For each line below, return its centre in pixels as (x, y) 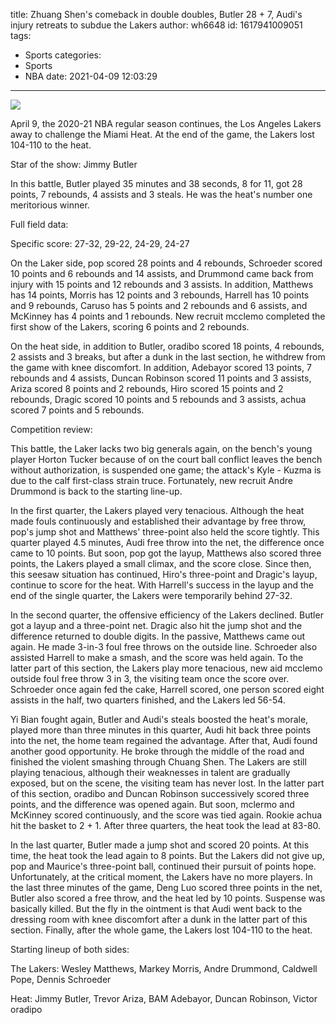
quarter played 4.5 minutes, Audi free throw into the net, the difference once (167, 542)
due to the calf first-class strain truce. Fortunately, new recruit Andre (151, 480)
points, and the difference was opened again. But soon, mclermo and (152, 804)
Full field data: (39, 224)
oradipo (26, 1009)
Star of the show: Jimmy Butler (74, 164)
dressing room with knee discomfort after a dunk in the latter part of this (159, 919)
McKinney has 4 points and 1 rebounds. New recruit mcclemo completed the (168, 316)
